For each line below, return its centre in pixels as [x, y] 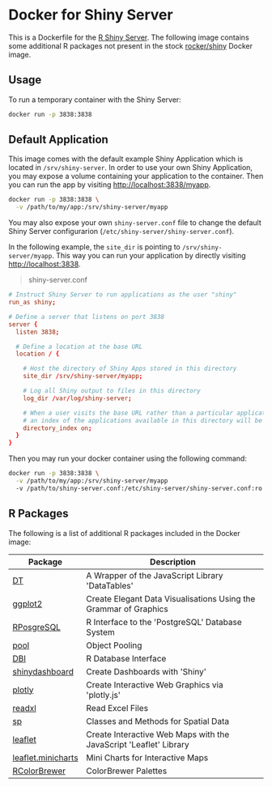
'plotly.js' [104, 695]
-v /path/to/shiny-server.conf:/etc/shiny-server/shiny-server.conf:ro [139, 488]
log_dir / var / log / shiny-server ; [77, 398]
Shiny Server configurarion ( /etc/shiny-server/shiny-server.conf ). [121, 232]
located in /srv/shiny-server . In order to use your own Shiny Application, [131, 168]
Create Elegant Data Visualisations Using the [171, 598]
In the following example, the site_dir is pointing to [94, 247]
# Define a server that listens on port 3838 [86, 317]
